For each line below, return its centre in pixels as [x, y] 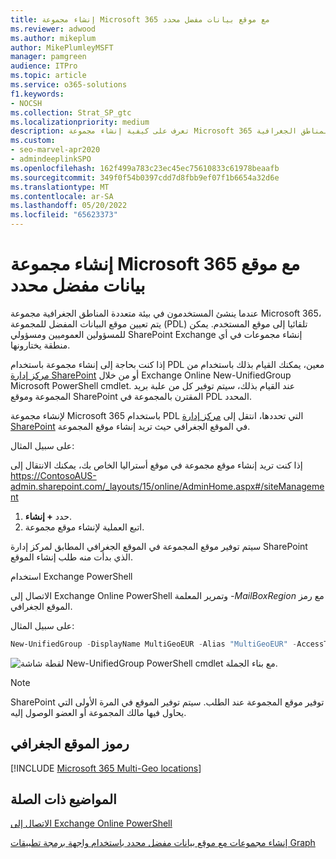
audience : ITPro [44, 66]
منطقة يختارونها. [40, 345]
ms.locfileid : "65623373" [64, 215]
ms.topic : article [48, 76]
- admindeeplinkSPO [51, 159]
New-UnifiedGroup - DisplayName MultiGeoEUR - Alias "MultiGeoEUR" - [154, 644]
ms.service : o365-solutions [69, 85]
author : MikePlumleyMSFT [62, 47]
